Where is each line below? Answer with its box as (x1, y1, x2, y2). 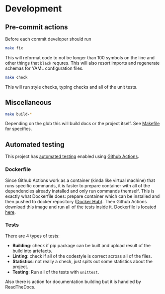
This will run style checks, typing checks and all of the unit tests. (5, 84, 138, 90)
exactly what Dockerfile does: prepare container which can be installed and (5, 193, 160, 199)
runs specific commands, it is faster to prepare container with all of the (5, 182, 151, 188)
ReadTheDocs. (5, 284, 36, 290)
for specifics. (5, 126, 32, 132)
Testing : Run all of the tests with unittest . (12, 269, 99, 275)
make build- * (5, 112, 32, 117)
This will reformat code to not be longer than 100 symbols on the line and (5, 54, 155, 60)
